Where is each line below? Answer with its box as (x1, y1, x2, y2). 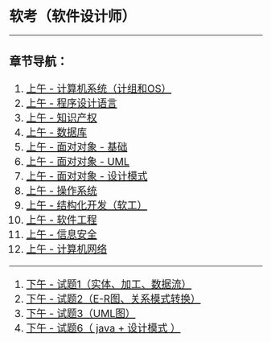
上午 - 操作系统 (26, 184, 97, 198)
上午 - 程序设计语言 (26, 97, 117, 110)
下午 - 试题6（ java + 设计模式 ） (26, 322, 181, 335)
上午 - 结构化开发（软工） (26, 199, 148, 212)
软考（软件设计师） (9, 7, 137, 26)
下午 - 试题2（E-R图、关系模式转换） (26, 293, 201, 306)
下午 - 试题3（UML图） (26, 307, 136, 320)
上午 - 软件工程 (26, 214, 97, 227)
